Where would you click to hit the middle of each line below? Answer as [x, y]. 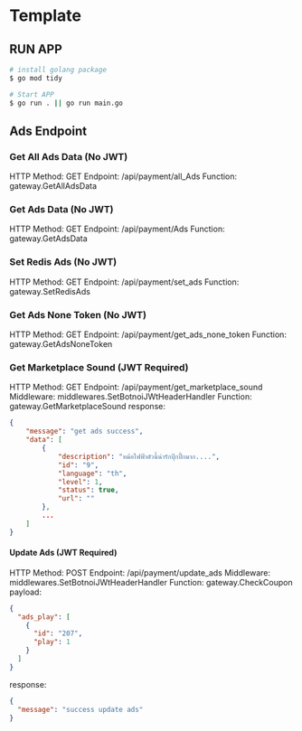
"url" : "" [76, 499]
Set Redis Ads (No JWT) [63, 262]
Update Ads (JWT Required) [63, 553]
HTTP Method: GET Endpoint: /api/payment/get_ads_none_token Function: [148, 334]
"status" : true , [88, 490]
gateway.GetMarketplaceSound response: [87, 407]
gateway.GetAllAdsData [53, 186]
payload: [26, 592]
